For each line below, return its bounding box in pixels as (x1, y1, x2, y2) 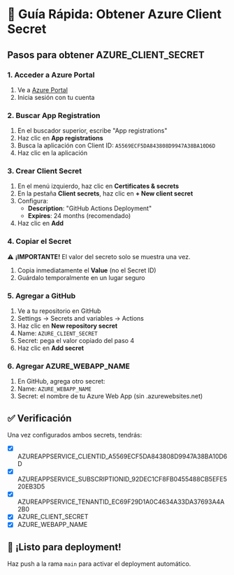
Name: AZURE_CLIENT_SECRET (17, 329, 98, 337)
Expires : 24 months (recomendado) (27, 212, 131, 220)
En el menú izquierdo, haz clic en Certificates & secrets (17, 182, 180, 191)
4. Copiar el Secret (7, 237, 72, 247)
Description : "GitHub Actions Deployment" (27, 204, 152, 212)
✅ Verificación (7, 412, 72, 424)
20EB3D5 (17, 482, 45, 491)
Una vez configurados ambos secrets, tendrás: (7, 431, 142, 439)
